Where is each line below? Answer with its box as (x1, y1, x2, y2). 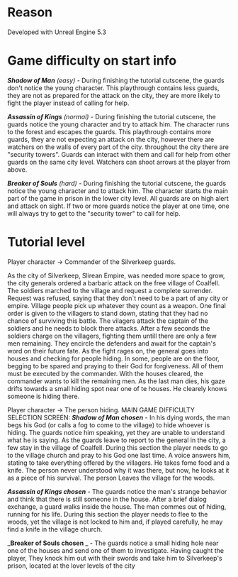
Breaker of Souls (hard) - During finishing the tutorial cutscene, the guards (7, 179, 227, 187)
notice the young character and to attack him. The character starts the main (7, 186, 229, 195)
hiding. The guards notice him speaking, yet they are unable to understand (7, 428, 225, 436)
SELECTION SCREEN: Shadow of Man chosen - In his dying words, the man (7, 413, 230, 422)
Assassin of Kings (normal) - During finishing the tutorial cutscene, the (7, 112, 216, 121)
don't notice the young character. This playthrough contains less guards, (7, 83, 220, 92)
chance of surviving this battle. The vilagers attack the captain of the (7, 317, 209, 325)
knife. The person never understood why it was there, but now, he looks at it (7, 466, 229, 474)
